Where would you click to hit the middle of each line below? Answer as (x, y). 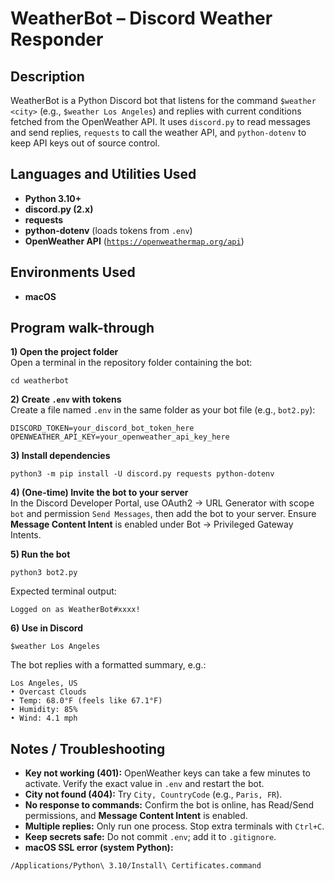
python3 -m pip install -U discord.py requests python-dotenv (142, 474)
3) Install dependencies (60, 456)
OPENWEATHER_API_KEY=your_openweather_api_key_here (120, 437)
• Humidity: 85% (44, 710)
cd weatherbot (40, 381)
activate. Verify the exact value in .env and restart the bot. (144, 784)
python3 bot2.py (44, 573)
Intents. (26, 535)
